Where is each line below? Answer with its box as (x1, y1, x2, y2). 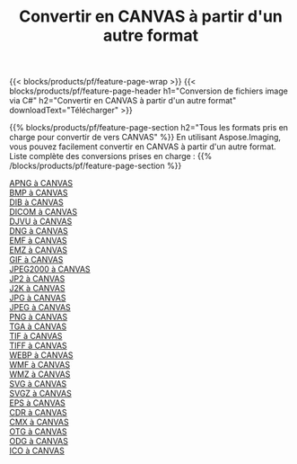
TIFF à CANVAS (9, 340, 67, 352)
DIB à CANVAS (9, 197, 65, 208)
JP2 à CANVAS (9, 273, 66, 284)
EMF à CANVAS (9, 236, 67, 246)
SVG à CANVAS (9, 379, 67, 389)
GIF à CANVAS (9, 254, 64, 265)
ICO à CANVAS (9, 445, 65, 456)
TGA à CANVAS (9, 321, 67, 332)
